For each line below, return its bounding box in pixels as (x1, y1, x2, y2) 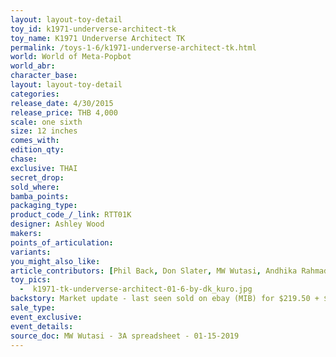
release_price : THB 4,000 (10, 107, 118, 118)
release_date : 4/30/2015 (10, 98, 114, 108)
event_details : (10, 321, 74, 331)
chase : (10, 154, 38, 164)
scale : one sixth (10, 117, 83, 127)
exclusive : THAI (10, 163, 78, 173)
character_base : (10, 71, 78, 81)
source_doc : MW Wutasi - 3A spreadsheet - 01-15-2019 (10, 331, 240, 341)
